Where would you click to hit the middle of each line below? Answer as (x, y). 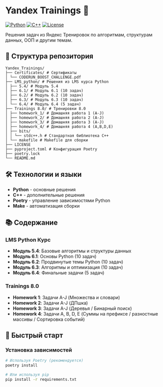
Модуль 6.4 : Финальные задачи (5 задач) (58, 273)
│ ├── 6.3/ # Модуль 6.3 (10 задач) (44, 100)
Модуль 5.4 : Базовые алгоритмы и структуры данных (72, 251)
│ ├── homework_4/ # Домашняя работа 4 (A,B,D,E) (59, 126)
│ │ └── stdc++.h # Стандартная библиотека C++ (57, 136)
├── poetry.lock (23, 154)
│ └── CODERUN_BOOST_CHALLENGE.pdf (43, 77)
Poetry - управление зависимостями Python (62, 200)
